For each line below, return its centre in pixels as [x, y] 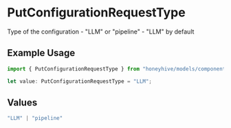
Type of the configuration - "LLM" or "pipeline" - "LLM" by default [101, 31]
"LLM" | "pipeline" [35, 118]
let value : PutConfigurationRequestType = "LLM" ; [80, 81]
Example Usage [41, 53]
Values [22, 102]
